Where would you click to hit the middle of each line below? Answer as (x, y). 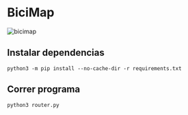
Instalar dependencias (56, 53)
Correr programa (44, 89)
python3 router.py (33, 105)
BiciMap (31, 13)
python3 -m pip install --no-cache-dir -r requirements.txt (95, 68)
